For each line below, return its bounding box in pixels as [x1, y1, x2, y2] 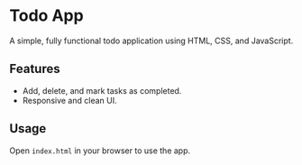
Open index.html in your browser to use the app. [9, 145, 191, 156]
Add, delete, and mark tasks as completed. [22, 85, 182, 96]
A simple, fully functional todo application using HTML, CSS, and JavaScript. [9, 35, 294, 46]
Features [9, 61, 60, 77]
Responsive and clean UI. [22, 95, 117, 105]
